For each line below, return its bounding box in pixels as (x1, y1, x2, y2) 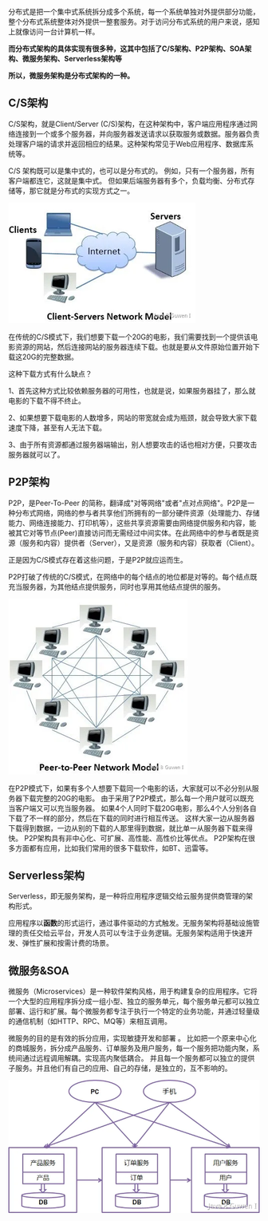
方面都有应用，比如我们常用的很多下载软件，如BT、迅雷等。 (14, 843, 213, 852)
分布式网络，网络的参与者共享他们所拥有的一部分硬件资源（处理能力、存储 (14, 508, 260, 517)
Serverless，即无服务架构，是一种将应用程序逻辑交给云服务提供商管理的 (8, 891, 246, 901)
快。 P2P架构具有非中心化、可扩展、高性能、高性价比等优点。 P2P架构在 (8, 833, 249, 843)
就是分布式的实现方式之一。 (42, 186, 134, 196)
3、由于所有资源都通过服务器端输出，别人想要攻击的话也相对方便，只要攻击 (8, 440, 258, 449)
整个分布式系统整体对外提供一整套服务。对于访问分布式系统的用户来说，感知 (8, 17, 260, 26)
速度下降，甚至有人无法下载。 (8, 422, 106, 433)
